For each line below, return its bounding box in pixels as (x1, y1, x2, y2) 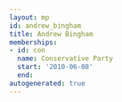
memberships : (9, 37, 58, 47)
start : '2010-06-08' (17, 63, 94, 72)
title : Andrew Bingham (9, 29, 94, 38)
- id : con (9, 46, 46, 55)
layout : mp (9, 12, 50, 22)
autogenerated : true (9, 79, 86, 88)
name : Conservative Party (17, 54, 114, 63)
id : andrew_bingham (9, 21, 82, 30)
